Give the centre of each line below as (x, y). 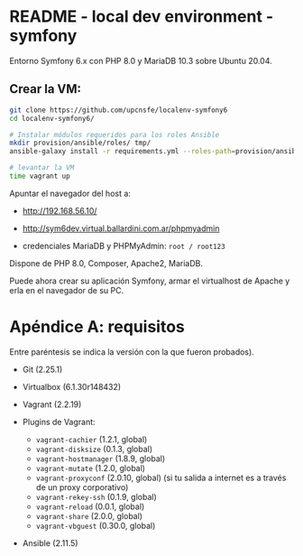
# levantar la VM (42, 168)
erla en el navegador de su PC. (67, 290)
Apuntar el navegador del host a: (70, 193)
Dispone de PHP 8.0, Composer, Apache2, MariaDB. (106, 263)
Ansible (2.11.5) (50, 542)
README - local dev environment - (142, 17)
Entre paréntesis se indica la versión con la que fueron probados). (132, 352)
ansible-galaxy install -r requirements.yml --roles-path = (123, 152)
